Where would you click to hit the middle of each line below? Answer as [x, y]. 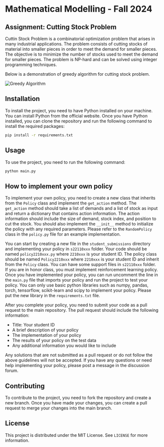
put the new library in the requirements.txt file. [52, 296]
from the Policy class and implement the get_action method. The [71, 203]
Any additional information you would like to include [64, 345]
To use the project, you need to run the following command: [65, 162]
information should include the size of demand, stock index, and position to [81, 219]
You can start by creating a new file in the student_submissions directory [78, 244]
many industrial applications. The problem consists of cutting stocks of [76, 44]
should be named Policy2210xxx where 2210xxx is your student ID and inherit [82, 259]
